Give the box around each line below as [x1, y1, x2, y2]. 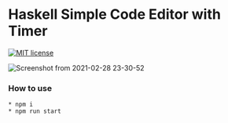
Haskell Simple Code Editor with [8, 5, 222, 24]
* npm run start [8, 107, 61, 115]
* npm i [8, 100, 34, 109]
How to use [8, 82, 53, 93]
